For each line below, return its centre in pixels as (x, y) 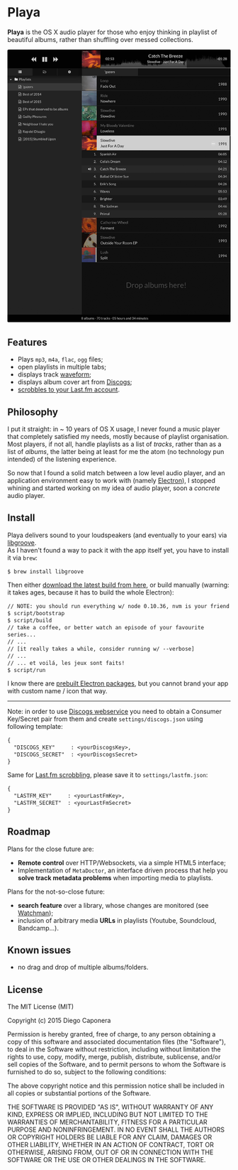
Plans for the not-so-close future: (56, 892)
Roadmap (29, 832)
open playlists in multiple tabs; (62, 367)
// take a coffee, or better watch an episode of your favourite (106, 627)
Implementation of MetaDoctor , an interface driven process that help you (123, 870)
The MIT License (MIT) (41, 1007)
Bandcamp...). (38, 928)
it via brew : (22, 558)
